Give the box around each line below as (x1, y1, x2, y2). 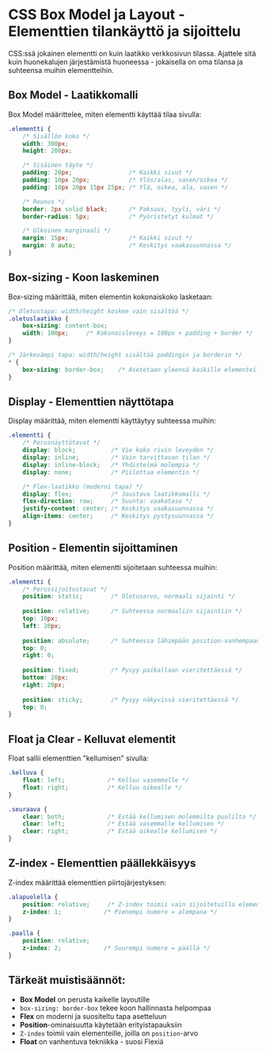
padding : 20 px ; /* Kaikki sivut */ (22, 169, 193, 177)
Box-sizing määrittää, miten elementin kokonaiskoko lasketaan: (8, 292, 214, 301)
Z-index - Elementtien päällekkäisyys (8, 856, 196, 870)
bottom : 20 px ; (22, 674, 69, 682)
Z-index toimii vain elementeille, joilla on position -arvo (19, 1028, 199, 1038)
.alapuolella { (8, 893, 59, 901)
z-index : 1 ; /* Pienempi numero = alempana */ (22, 908, 218, 916)
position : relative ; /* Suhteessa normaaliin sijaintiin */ (22, 607, 243, 615)
